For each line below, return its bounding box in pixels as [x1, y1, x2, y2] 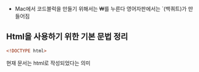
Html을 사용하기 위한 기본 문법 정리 [6, 32, 128, 42]
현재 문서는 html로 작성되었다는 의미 [6, 59, 91, 67]
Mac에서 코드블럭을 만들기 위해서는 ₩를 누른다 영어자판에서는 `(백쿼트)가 [14, 5, 187, 12]
